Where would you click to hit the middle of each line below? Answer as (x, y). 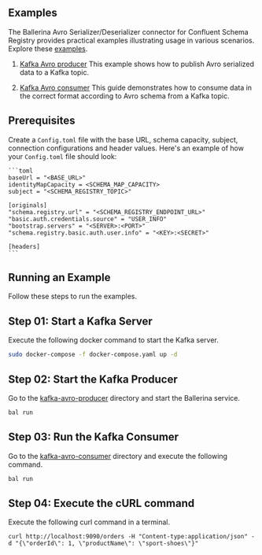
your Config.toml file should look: (63, 156)
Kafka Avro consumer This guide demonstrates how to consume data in (136, 87)
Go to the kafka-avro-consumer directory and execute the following (118, 456)
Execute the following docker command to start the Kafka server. (113, 340)
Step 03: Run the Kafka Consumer (94, 437)
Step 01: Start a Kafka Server (81, 321)
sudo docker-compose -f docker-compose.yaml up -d (93, 355)
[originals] (28, 205)
